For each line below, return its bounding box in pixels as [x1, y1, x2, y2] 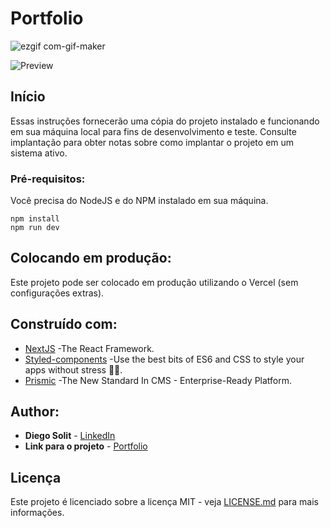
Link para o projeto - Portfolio [24, 440, 148, 452]
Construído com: [10, 316, 118, 333]
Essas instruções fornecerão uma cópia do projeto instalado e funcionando [10, 115, 320, 127]
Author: [10, 403, 60, 421]
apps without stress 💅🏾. [24, 363, 123, 376]
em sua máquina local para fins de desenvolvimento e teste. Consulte [10, 125, 297, 137]
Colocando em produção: [10, 250, 172, 267]
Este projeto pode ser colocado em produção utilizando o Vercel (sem [10, 276, 299, 288]
